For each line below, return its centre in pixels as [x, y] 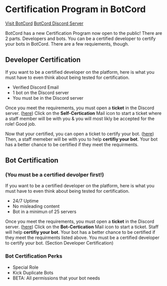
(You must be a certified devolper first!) [55, 175]
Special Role [25, 267]
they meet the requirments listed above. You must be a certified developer [82, 238]
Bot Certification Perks [34, 256]
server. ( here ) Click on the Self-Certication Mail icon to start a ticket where [83, 113]
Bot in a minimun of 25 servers [44, 212]
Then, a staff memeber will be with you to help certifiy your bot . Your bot [81, 139]
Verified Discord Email [36, 87]
